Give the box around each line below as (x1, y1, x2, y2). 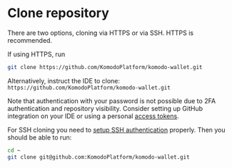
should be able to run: (7, 133, 72, 142)
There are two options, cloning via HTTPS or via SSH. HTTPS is (7, 28, 194, 37)
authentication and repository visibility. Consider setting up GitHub (7, 104, 203, 112)
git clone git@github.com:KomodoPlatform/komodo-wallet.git (7, 153, 191, 161)
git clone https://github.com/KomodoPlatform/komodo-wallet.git (7, 63, 203, 70)
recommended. (7, 36, 52, 44)
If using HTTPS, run (7, 50, 66, 58)
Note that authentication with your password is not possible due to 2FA (7, 96, 216, 105)
